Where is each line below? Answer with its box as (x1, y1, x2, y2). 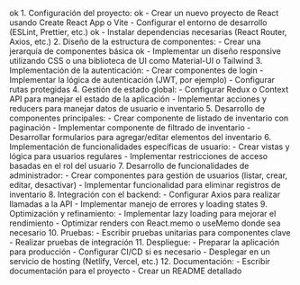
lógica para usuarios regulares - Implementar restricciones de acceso (9, 151, 268, 161)
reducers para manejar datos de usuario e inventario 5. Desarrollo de (9, 103, 266, 113)
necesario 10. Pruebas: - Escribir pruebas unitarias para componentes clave (9, 227, 291, 237)
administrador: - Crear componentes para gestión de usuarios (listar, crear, (9, 170, 288, 181)
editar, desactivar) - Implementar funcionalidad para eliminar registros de (9, 180, 281, 190)
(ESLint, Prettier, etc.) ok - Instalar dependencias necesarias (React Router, (9, 27, 287, 37)
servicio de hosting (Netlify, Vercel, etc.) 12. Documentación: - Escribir (9, 256, 270, 266)
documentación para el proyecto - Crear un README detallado (9, 265, 242, 276)
